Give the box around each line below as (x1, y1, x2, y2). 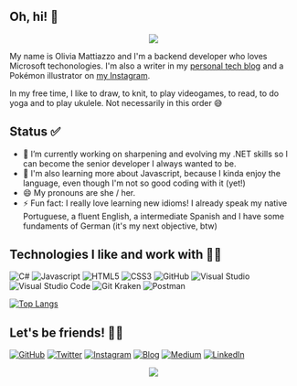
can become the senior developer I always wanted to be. (22, 157, 237, 169)
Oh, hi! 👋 (9, 9, 59, 25)
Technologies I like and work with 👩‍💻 (9, 247, 222, 263)
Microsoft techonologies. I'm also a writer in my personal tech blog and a (9, 60, 284, 71)
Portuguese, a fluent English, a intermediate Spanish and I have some (22, 210, 285, 221)
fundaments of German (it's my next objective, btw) (22, 220, 217, 231)
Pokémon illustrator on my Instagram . (9, 70, 151, 80)
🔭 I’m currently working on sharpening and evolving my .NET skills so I (22, 148, 289, 159)
